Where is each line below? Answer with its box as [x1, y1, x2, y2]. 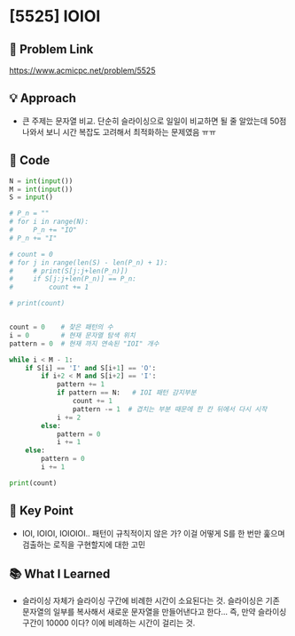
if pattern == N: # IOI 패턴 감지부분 [56, 388, 197, 397]
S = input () [9, 193, 53, 202]
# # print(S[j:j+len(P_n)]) [9, 266, 128, 275]
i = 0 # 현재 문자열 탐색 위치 [9, 330, 136, 339]
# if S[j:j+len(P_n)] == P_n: [9, 274, 137, 283]
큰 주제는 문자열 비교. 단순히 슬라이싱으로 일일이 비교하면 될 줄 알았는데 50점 [21, 115, 287, 126]
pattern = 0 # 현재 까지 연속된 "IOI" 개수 [9, 339, 159, 348]
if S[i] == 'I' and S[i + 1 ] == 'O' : [25, 363, 157, 372]
